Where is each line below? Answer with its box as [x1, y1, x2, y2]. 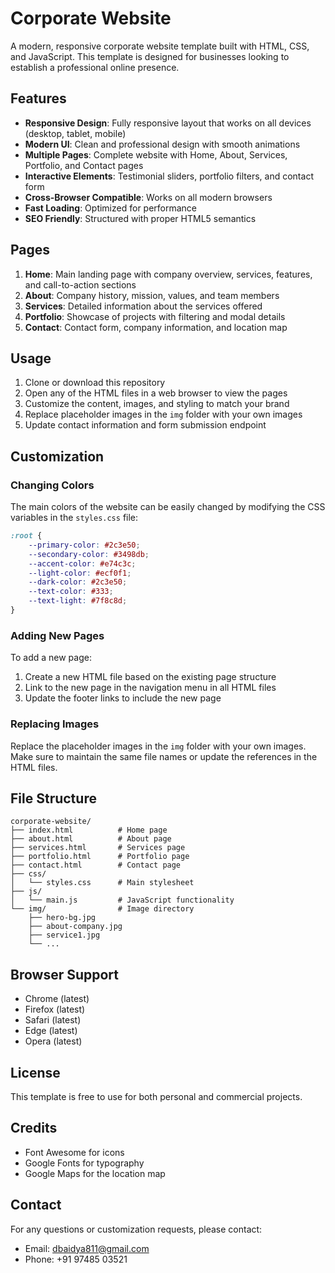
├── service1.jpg [28, 930, 101, 941]
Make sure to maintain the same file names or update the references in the [10, 750, 318, 762]
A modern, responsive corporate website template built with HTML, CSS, [10, 40, 310, 52]
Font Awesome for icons [24, 1146, 125, 1158]
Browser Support [10, 966, 120, 983]
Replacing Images [10, 717, 100, 731]
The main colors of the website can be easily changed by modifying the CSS [10, 501, 326, 513]
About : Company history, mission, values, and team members [24, 289, 280, 301]
